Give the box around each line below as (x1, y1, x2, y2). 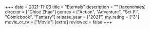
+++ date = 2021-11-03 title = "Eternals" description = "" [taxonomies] (5, 4, 146, 10)
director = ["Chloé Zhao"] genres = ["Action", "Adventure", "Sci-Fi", (5, 9, 140, 15)
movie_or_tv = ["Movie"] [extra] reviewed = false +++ (5, 19, 112, 25)
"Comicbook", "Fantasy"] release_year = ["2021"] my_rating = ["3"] (5, 14, 140, 19)
